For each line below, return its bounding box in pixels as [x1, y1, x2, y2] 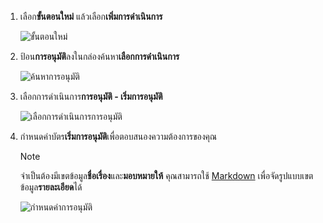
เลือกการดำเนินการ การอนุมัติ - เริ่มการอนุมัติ [19, 91, 163, 102]
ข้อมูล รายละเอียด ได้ [19, 181, 83, 193]
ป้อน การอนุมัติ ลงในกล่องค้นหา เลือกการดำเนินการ [19, 51, 180, 62]
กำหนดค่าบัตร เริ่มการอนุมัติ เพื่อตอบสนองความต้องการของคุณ [19, 131, 218, 142]
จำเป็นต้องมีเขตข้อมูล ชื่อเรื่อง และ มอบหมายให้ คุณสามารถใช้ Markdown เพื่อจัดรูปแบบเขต [19, 170, 314, 181]
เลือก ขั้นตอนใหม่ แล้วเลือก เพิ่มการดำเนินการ [19, 11, 163, 22]
